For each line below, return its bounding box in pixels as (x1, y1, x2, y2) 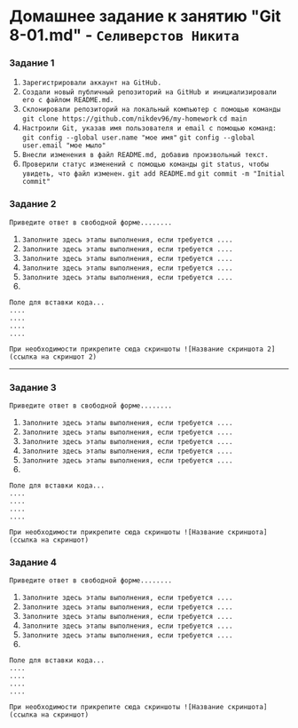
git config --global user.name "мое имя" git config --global (21, 133, 255, 143)
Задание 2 (9, 198, 57, 210)
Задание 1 (9, 57, 55, 69)
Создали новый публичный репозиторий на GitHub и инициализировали (21, 88, 277, 97)
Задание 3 (9, 381, 57, 393)
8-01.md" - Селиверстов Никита (9, 25, 239, 45)
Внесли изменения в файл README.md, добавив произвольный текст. (21, 151, 269, 160)
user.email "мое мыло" (21, 141, 106, 150)
